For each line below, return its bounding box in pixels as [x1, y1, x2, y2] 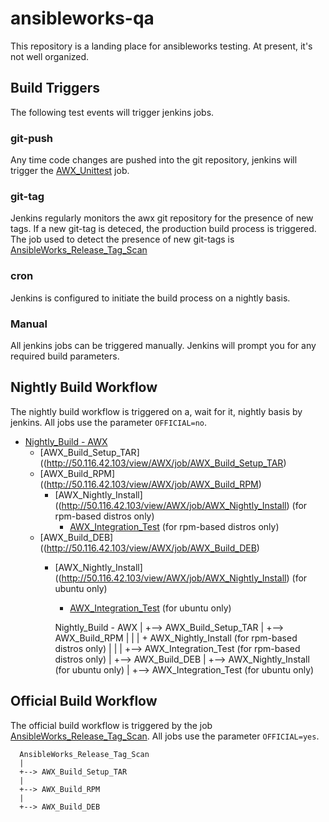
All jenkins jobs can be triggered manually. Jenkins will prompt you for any [10, 339, 317, 351]
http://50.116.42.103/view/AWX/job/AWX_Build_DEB [46, 542, 257, 554]
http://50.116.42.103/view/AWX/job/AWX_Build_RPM [46, 478, 259, 490]
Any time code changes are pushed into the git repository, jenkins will [10, 154, 298, 166]
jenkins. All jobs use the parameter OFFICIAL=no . [10, 416, 208, 428]
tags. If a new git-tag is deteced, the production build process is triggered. [10, 223, 317, 235]
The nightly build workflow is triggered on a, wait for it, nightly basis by [10, 405, 303, 417]
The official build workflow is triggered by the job [10, 719, 213, 731]
